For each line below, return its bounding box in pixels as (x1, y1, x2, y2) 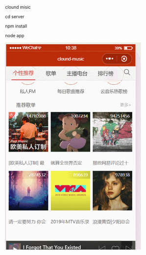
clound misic (5, 4, 31, 10)
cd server (5, 14, 24, 19)
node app (5, 33, 24, 38)
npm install (5, 23, 27, 29)
